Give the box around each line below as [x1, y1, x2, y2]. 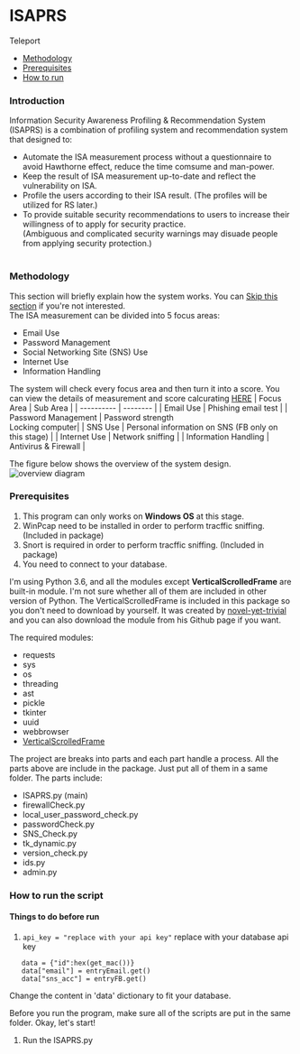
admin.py [22, 866, 58, 877]
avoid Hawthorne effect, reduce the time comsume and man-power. [22, 162, 275, 172]
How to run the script [9, 889, 104, 901]
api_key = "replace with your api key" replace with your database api [22, 931, 289, 942]
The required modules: [9, 632, 95, 643]
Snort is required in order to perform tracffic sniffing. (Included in [22, 539, 264, 550]
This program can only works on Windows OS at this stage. [22, 511, 245, 522]
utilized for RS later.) [22, 199, 98, 210]
